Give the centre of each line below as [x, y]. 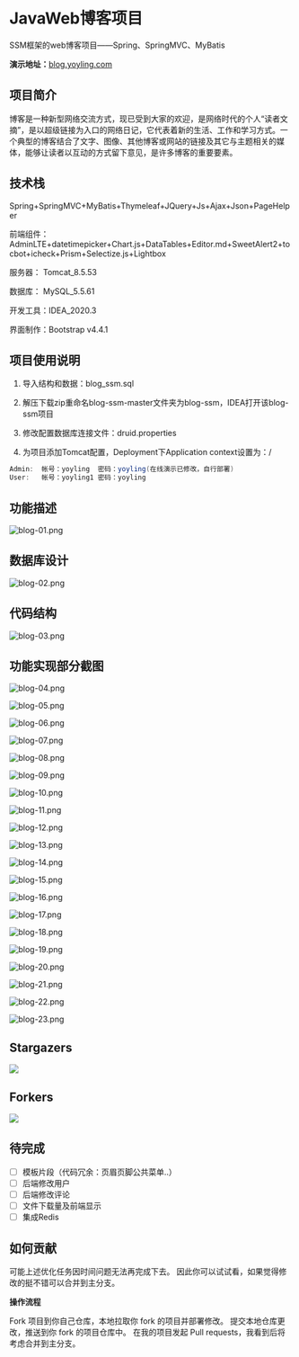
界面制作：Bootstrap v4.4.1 [59, 329]
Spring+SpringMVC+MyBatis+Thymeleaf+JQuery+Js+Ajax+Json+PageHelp [149, 205]
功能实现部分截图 [57, 666]
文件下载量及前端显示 [62, 1205]
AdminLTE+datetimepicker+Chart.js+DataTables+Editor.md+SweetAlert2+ [146, 244]
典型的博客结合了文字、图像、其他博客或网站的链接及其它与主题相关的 [146, 141]
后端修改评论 [46, 1194]
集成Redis [41, 1217]
